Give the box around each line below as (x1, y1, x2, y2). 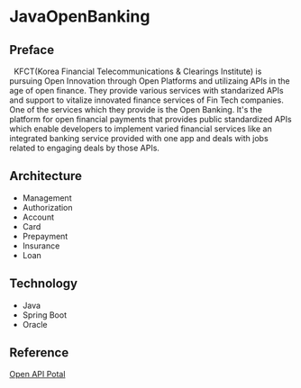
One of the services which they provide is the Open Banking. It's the (9, 104, 263, 114)
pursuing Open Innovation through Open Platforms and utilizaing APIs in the (9, 76, 290, 86)
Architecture (9, 168, 83, 184)
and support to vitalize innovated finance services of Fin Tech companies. (9, 95, 284, 105)
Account (22, 212, 54, 222)
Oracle (22, 319, 48, 329)
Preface (9, 42, 55, 58)
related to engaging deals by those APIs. (9, 142, 160, 153)
